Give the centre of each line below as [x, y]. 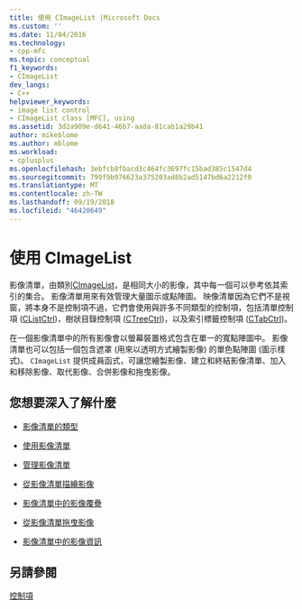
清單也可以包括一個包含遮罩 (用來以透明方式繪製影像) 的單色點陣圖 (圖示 [143, 349]
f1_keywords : [34, 69]
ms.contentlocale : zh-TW [56, 194]
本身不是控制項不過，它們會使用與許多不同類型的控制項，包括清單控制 [163, 307]
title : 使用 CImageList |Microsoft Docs [85, 18]
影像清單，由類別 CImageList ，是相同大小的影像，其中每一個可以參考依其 [145, 284]
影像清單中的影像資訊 [62, 541]
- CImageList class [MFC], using [72, 118]
